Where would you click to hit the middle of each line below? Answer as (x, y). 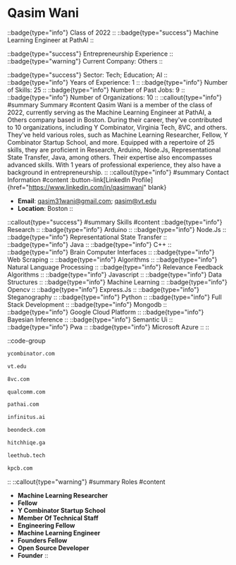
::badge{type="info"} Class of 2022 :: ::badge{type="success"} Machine (113, 32)
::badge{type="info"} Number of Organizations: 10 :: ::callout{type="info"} (115, 97)
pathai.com (23, 405)
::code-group (26, 341)
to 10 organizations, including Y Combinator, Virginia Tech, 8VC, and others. (117, 127)
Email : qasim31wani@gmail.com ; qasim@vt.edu (87, 201)
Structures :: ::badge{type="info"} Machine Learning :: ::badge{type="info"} (117, 282)
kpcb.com (20, 468)
